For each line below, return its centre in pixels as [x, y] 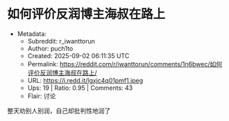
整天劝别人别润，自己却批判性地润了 [59, 111]
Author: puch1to [50, 48]
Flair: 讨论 [42, 96]
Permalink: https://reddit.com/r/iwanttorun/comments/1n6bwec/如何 [125, 64]
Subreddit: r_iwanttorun [61, 41]
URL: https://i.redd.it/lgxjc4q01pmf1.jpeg [85, 80]
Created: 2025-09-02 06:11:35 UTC [78, 55]
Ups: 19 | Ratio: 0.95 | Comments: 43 [80, 88]
